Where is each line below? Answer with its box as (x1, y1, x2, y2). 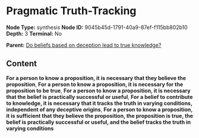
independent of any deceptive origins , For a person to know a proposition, (6, 105, 193, 113)
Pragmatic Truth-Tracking (6, 4, 137, 18)
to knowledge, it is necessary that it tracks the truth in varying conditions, (6, 100, 192, 107)
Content (6, 59, 37, 69)
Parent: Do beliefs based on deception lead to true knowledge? (6, 41, 162, 49)
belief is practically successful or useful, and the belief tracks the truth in (6, 118, 191, 126)
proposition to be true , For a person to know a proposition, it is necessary (6, 87, 191, 94)
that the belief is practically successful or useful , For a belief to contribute (6, 93, 193, 100)
